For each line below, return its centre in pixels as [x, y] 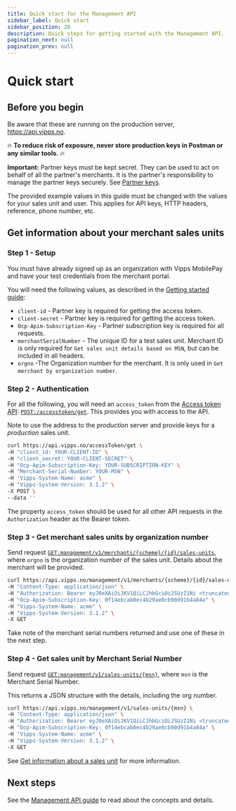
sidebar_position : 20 [39, 27]
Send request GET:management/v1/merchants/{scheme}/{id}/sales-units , [112, 553]
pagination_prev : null [40, 46]
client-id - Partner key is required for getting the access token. [110, 310]
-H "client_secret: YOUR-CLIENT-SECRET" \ [70, 458]
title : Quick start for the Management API [72, 14]
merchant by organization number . [67, 370]
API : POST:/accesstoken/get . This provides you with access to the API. [109, 411]
